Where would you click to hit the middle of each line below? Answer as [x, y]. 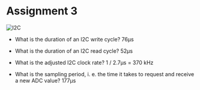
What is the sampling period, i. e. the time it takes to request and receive [105, 74]
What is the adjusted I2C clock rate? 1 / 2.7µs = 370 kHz [84, 62]
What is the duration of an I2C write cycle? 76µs [74, 39]
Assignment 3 [42, 11]
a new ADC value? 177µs [45, 80]
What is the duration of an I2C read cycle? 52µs [74, 51]
